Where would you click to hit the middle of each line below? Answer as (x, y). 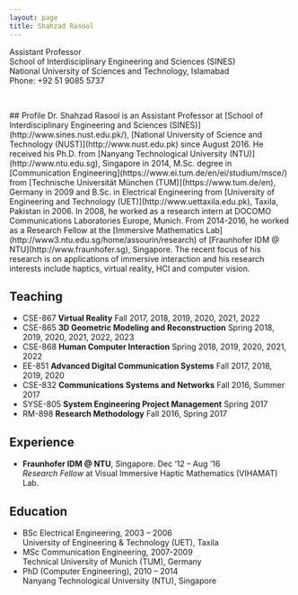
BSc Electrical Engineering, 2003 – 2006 (97, 533)
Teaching (36, 297)
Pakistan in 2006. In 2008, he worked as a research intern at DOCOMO (140, 211)
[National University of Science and (197, 134)
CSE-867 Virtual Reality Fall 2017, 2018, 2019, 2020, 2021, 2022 (141, 318)
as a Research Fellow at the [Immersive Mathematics (107, 230)
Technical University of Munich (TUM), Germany (112, 561)
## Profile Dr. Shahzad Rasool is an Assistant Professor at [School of (136, 115)
